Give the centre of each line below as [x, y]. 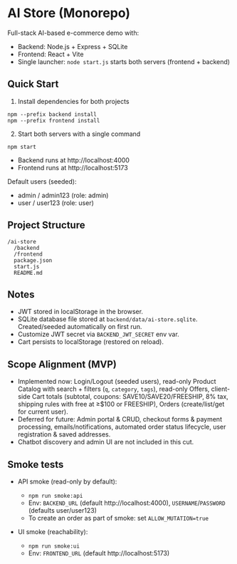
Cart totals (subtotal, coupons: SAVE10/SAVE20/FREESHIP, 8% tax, [130, 397]
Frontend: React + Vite [51, 54]
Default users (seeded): [42, 181]
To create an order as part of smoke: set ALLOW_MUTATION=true [118, 518]
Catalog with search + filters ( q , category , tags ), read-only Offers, [114, 389]
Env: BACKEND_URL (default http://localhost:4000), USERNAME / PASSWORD [127, 503]
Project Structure [46, 225]
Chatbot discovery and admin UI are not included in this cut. [106, 442]
